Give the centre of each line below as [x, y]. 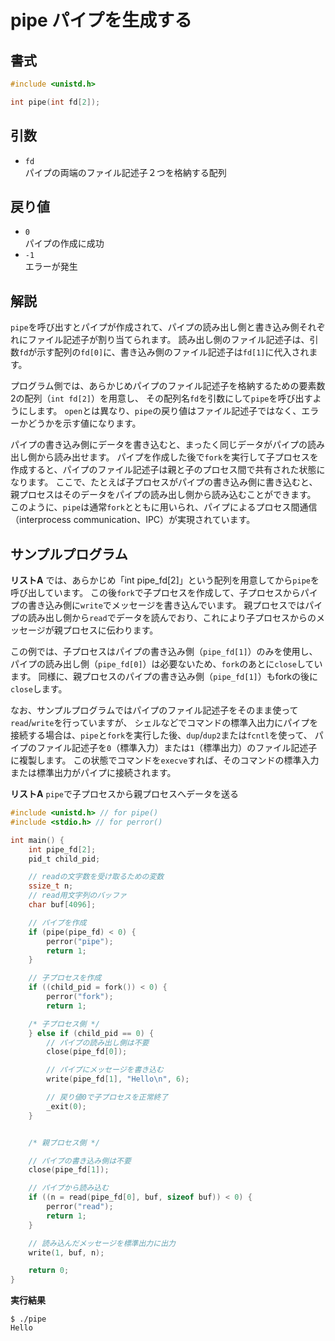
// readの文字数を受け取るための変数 [96, 877]
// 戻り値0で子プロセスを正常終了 [107, 1097]
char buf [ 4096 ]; [62, 905]
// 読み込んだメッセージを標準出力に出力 [102, 1243]
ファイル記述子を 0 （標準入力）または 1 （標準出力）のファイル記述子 [177, 747]
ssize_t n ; [51, 886]
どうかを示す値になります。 [84, 423]
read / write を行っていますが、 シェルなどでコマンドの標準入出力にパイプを [164, 722]
